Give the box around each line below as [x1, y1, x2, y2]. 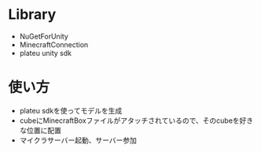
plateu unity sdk [19, 48, 72, 57]
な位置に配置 [19, 125, 61, 135]
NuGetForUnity [19, 32, 68, 41]
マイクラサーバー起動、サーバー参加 [19, 135, 138, 145]
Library [8, 6, 57, 24]
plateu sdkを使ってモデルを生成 [19, 106, 123, 115]
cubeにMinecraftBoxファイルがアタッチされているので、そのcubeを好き [19, 116, 254, 125]
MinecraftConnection [19, 39, 89, 49]
